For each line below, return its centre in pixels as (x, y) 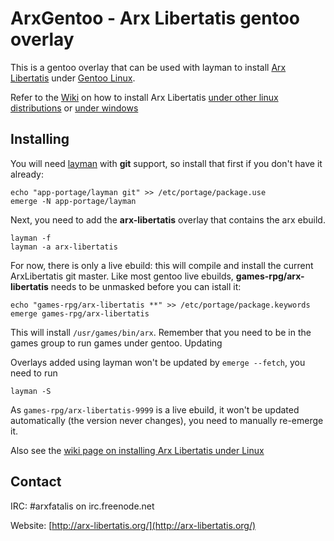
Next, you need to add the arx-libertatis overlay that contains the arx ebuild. (168, 219)
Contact (36, 482)
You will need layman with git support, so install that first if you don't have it (166, 163)
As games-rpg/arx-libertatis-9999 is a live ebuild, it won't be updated (155, 409)
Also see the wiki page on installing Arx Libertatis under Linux (137, 450)
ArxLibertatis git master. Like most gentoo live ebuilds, (122, 276)
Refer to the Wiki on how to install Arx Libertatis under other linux (144, 97)
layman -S (31, 391)
